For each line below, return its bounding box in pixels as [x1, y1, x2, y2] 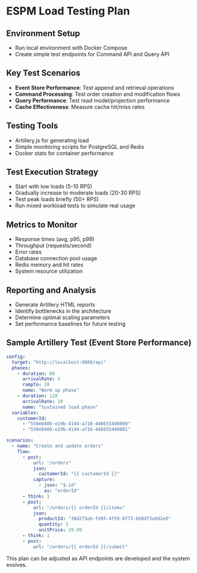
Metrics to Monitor [6, 219, 78, 230]
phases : [11, 365, 31, 371]
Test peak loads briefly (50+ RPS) [14, 196, 99, 203]
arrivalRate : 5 [22, 376, 61, 382]
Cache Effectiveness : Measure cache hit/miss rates [14, 103, 145, 110]
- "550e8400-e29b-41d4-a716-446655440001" [22, 427, 131, 433]
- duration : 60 [17, 371, 55, 377]
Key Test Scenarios [6, 68, 81, 78]
